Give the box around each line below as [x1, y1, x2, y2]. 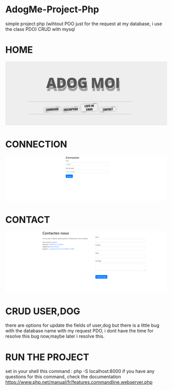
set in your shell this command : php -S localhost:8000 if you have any [5, 368, 155, 375]
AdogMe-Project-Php [5, 4, 99, 15]
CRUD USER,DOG [5, 305, 81, 317]
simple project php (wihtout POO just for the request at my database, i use [5, 21, 163, 27]
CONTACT [5, 214, 50, 226]
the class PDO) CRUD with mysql [5, 26, 75, 32]
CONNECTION [5, 138, 68, 150]
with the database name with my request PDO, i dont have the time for [5, 328, 154, 334]
